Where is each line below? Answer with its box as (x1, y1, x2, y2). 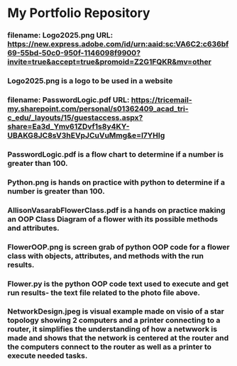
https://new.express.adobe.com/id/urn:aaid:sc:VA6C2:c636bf (7, 39, 229, 49)
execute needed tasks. (7, 351, 88, 361)
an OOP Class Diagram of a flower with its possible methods (7, 214, 219, 224)
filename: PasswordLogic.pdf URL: (7, 94, 130, 104)
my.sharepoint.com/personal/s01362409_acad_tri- (7, 104, 189, 113)
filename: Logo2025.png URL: (7, 30, 114, 40)
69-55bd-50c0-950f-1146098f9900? (7, 48, 140, 58)
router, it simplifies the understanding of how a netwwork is (7, 324, 218, 334)
